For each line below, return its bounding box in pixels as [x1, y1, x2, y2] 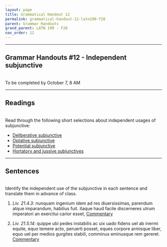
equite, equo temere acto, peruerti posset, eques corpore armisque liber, [12, 226, 162, 232]
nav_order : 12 [5, 30, 35, 35]
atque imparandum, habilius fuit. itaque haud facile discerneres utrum [12, 206, 155, 212]
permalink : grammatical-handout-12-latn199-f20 [5, 16, 106, 21]
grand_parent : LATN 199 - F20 [5, 26, 68, 31]
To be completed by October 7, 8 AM [5, 80, 81, 85]
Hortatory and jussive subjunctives [12, 148, 84, 154]
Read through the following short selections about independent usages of [5, 117, 156, 123]
